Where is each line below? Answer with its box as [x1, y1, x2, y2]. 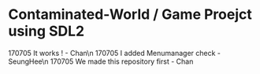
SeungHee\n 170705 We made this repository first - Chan [8, 57, 194, 66]
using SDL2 [8, 22, 85, 40]
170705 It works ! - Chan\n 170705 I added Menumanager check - [8, 48, 221, 57]
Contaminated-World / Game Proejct [8, 6, 252, 24]
